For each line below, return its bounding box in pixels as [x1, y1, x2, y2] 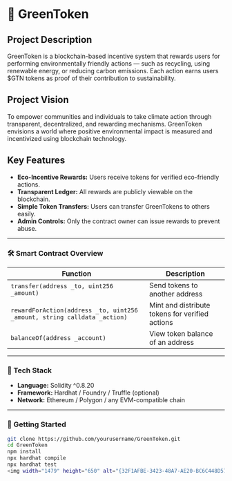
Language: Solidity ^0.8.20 [17, 381, 95, 390]
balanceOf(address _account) [10, 334, 106, 341]
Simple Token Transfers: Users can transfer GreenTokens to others [17, 202, 211, 210]
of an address [149, 337, 195, 347]
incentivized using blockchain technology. [7, 134, 127, 142]
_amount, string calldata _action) [10, 313, 128, 321]
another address [149, 289, 203, 299]
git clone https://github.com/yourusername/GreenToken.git [7, 435, 181, 442]
